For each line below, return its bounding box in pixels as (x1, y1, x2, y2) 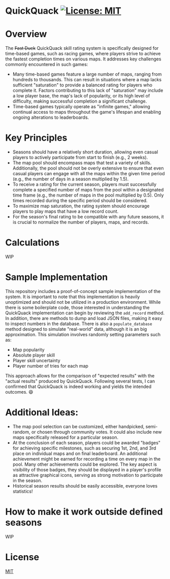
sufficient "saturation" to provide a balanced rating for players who (12, 82, 153, 88)
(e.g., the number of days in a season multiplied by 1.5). (12, 176, 129, 182)
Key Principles (5, 132, 67, 144)
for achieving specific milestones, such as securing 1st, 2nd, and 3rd (12, 445, 156, 451)
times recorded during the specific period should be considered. (12, 198, 148, 204)
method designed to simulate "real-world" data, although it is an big (5, 326, 147, 332)
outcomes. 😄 (5, 389, 33, 395)
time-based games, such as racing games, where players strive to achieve (5, 51, 161, 57)
